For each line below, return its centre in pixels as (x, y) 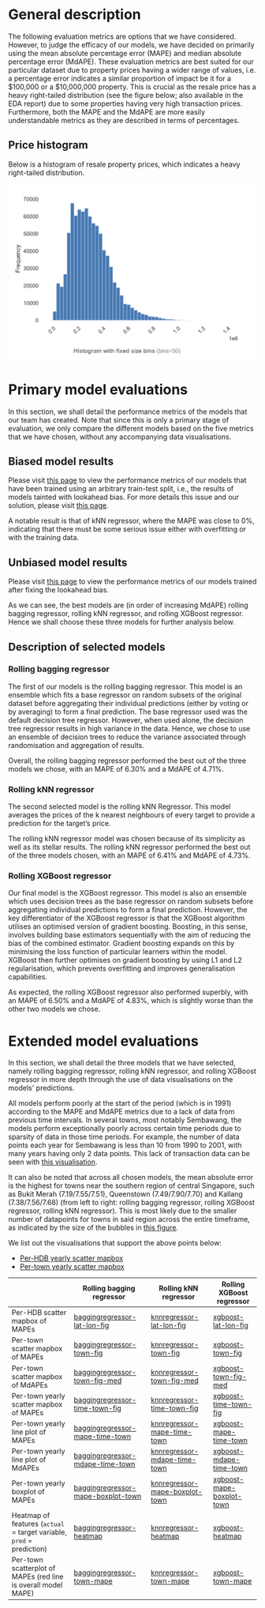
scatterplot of (34, 1569)
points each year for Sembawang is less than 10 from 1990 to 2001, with (125, 1145)
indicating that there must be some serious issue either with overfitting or (127, 529)
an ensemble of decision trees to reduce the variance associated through (127, 737)
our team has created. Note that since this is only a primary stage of (119, 419)
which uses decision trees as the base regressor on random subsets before (131, 901)
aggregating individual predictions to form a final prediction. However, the (128, 910)
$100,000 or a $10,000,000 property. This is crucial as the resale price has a (132, 86)
